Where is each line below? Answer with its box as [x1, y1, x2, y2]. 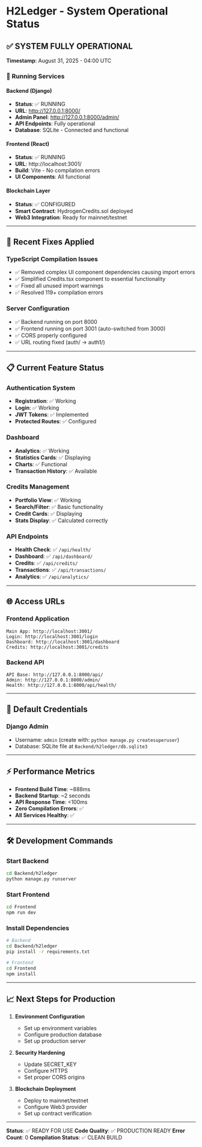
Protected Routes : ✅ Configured [14, 418, 97, 425]
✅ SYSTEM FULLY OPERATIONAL [6, 41, 133, 51]
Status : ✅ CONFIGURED [14, 200, 76, 207]
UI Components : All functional [14, 173, 91, 180]
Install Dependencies [6, 924, 70, 932]
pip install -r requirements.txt [6, 949, 90, 955]
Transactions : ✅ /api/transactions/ [14, 566, 106, 573]
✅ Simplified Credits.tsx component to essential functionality [14, 276, 166, 283]
